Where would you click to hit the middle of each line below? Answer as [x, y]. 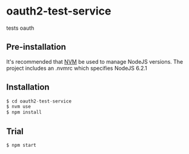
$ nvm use [19, 107]
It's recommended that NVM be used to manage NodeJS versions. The [95, 61]
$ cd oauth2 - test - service [39, 101]
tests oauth [20, 28]
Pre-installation [36, 47]
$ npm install [24, 112]
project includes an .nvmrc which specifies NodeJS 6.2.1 [77, 68]
